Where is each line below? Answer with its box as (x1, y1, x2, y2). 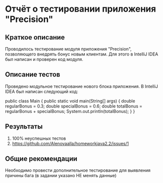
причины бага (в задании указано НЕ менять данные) (5, 173, 117, 179)
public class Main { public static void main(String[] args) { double (5, 98, 135, 104)
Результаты (5, 123, 43, 131)
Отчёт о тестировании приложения (5, 3, 156, 15)
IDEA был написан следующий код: (5, 89, 78, 94)
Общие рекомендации (5, 155, 78, 163)
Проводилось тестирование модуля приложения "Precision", (5, 46, 132, 52)
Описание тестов (5, 71, 60, 79)
